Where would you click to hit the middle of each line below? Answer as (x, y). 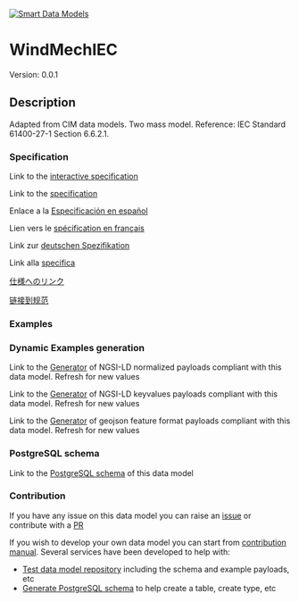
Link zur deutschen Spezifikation (70, 246)
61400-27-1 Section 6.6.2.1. (59, 133)
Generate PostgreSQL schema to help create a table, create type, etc (149, 588)
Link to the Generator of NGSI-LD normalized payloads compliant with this (145, 367)
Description (42, 103)
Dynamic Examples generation (77, 347)
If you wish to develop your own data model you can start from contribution (148, 542)
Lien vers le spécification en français (77, 229)
